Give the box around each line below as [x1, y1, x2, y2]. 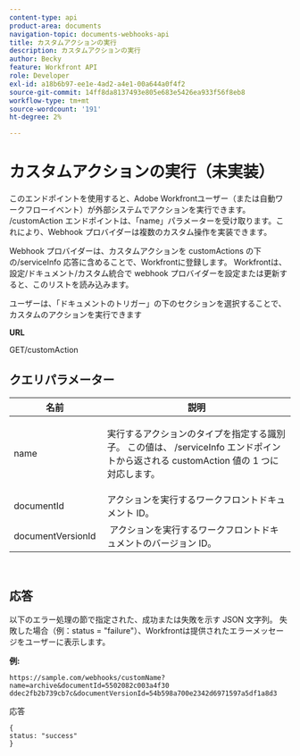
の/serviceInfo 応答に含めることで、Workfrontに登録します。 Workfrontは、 [9, 256, 287, 268]
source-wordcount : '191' [9, 105, 102, 113]
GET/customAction [9, 345, 79, 356]
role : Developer [9, 71, 70, 80]
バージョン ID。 [151, 537, 217, 550]
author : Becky [9, 55, 62, 63]
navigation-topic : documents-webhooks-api [9, 29, 170, 38]
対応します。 [106, 467, 161, 480]
